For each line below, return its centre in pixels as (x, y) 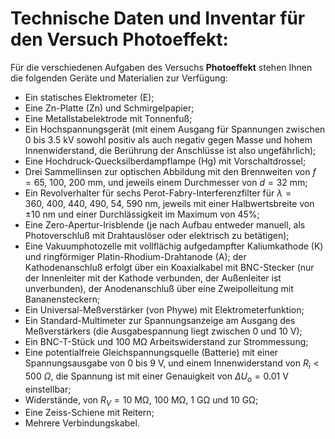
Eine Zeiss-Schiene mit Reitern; (89, 413)
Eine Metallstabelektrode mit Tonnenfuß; (108, 118)
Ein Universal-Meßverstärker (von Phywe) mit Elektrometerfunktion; (164, 309)
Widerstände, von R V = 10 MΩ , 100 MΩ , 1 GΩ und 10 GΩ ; (141, 400)
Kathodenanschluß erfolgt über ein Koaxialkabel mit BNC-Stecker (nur (169, 267)
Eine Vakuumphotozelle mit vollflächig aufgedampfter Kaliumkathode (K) (174, 246)
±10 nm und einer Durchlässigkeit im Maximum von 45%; (142, 214)
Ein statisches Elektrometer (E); (89, 97)
